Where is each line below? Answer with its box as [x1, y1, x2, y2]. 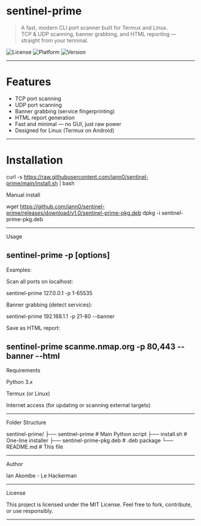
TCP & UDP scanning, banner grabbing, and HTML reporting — [20, 30, 176, 37]
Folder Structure [6, 419, 47, 426]
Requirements [6, 367, 41, 374]
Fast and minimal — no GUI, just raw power [14, 120, 121, 127]
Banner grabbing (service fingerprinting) [14, 107, 115, 115]
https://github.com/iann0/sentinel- [20, 203, 105, 210]
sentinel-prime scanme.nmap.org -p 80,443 [6, 342, 176, 352]
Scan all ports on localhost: [6, 278, 74, 285]
